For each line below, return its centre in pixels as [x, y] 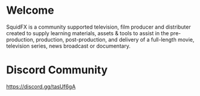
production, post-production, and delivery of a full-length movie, [115, 39]
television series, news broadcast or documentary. [68, 46]
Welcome [30, 10]
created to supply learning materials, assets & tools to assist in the [87, 33]
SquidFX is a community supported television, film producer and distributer [99, 27]
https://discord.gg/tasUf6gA [41, 86]
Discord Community [57, 70]
